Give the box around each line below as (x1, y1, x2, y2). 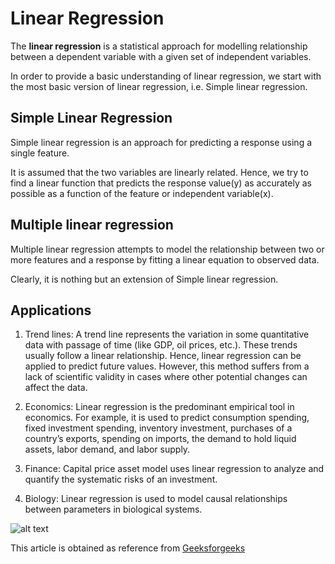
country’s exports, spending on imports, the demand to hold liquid (24, 433, 297, 445)
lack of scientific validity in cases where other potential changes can (24, 371, 308, 383)
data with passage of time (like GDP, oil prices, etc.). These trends (24, 339, 298, 351)
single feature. (10, 147, 70, 159)
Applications (10, 302, 92, 319)
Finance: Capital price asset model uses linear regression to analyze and (24, 463, 325, 475)
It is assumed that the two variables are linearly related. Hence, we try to (10, 166, 309, 178)
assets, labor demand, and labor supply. (24, 443, 191, 456)
